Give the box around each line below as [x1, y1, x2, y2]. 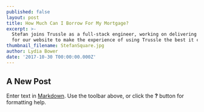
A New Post [6, 76, 52, 87]
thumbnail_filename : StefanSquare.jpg [6, 43, 104, 49]
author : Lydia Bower [6, 48, 59, 54]
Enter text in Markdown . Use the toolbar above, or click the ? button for [6, 92, 184, 100]
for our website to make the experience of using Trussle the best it [12, 37, 194, 43]
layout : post [6, 15, 39, 21]
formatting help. [6, 99, 47, 106]
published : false [6, 8, 50, 15]
